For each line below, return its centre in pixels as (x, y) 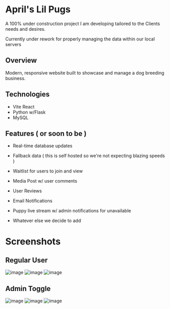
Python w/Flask (29, 112)
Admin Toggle (28, 288)
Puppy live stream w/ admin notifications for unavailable (72, 211)
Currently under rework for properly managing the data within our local (80, 39)
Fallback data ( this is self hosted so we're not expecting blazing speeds (89, 156)
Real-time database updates (42, 146)
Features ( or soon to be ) (46, 133)
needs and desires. (26, 29)
